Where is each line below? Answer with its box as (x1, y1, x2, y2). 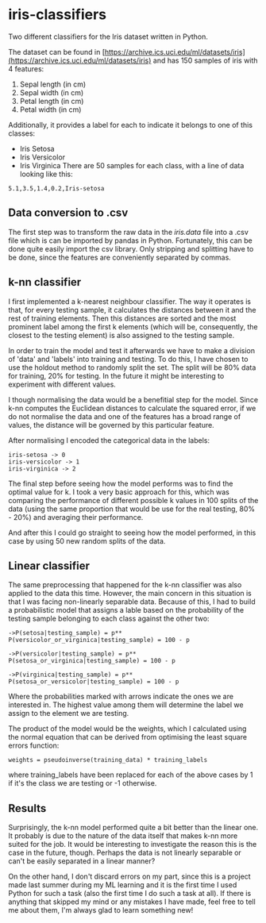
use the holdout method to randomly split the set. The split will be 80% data (8, 363, 256, 372)
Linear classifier (8, 559, 90, 572)
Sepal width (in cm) (19, 87, 84, 97)
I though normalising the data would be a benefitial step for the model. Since (8, 394, 259, 404)
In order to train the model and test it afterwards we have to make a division (8, 345, 256, 355)
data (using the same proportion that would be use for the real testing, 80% (8, 504, 256, 513)
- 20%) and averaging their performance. (8, 512, 144, 521)
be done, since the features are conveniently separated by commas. (8, 252, 232, 262)
